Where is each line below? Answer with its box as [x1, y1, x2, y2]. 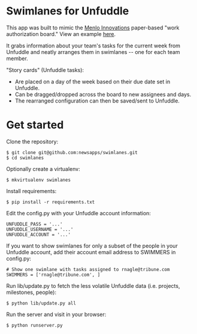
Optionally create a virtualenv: [6, 165, 80, 172]
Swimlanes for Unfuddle [6, 4, 129, 18]
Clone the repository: [6, 138, 59, 145]
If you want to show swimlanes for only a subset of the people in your [6, 242, 178, 249]
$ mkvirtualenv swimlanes [6, 177, 71, 183]
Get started [6, 118, 64, 132]
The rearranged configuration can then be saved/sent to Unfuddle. [14, 97, 180, 104]
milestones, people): [6, 288, 57, 296]
